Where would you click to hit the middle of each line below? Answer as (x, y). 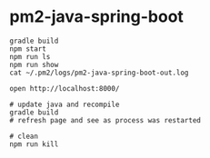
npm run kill (34, 144)
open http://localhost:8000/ (65, 88)
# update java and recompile (65, 104)
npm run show (34, 64)
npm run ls (30, 56)
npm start (28, 49)
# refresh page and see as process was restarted (105, 120)
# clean (24, 136)
